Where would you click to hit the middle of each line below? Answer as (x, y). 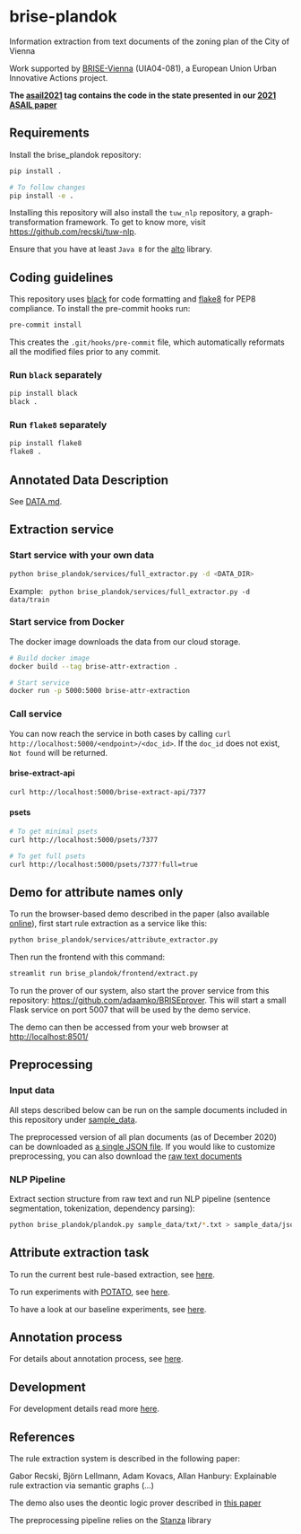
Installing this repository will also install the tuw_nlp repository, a (128, 213)
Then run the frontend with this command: (87, 957)
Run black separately (56, 374)
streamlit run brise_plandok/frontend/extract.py (104, 974)
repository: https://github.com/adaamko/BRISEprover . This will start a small (148, 1000)
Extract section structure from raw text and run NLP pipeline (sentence (140, 1198)
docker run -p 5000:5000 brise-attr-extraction (100, 691)
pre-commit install (46, 325)
